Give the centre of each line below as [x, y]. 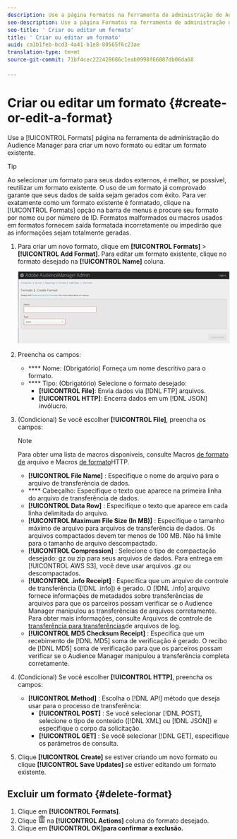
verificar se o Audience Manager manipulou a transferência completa [129, 656]
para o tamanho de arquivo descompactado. [92, 543]
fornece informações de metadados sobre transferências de [116, 595]
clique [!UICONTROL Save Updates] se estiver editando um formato [117, 764]
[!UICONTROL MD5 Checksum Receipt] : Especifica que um [116, 633]
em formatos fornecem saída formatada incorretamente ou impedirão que [115, 225]
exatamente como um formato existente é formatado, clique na [99, 202]
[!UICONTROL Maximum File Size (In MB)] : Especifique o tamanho [126, 520]
